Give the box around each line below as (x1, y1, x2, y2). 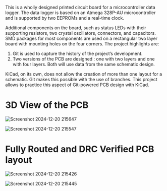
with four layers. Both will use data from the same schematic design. (12, 61, 155, 67)
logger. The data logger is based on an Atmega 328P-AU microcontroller (5, 10, 156, 16)
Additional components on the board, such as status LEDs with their (5, 25, 146, 31)
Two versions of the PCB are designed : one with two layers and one (12, 56, 155, 62)
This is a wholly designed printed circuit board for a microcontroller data (5, 5, 155, 10)
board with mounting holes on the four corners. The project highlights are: (5, 41, 159, 47)
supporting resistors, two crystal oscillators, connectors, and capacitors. (5, 30, 156, 36)
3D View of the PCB (5, 99, 89, 111)
